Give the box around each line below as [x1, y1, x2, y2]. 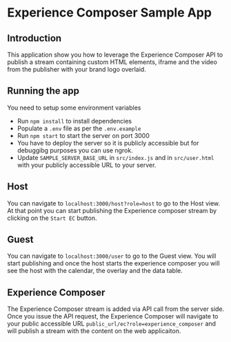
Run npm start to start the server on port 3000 [17, 131, 150, 139]
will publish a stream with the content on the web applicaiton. [7, 327, 181, 335]
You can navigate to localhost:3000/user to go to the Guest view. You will [7, 252, 217, 260]
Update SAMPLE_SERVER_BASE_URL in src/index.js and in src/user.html [17, 153, 214, 161]
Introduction [7, 32, 62, 44]
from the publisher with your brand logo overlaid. [7, 66, 146, 73]
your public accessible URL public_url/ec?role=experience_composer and [7, 319, 216, 328]
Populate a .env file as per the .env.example [17, 124, 141, 132]
